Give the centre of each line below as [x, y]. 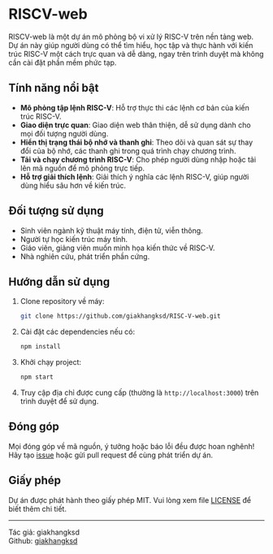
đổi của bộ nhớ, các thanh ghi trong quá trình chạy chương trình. [128, 150]
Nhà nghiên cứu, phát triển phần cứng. [85, 256]
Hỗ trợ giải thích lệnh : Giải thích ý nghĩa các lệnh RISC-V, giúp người [134, 176]
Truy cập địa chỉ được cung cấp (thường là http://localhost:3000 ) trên [139, 392]
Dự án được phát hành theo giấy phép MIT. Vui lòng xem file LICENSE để [130, 500]
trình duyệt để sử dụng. [59, 401]
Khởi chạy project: [51, 362]
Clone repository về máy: [62, 301]
